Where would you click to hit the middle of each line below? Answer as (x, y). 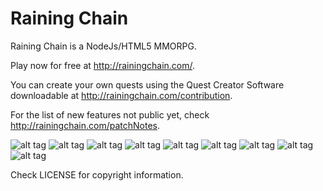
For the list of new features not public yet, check (110, 114)
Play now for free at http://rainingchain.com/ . (103, 65)
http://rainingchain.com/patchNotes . (85, 125)
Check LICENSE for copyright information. (97, 174)
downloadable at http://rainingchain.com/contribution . (121, 95)
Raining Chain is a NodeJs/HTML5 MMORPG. (103, 46)
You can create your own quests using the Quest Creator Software (147, 84)
